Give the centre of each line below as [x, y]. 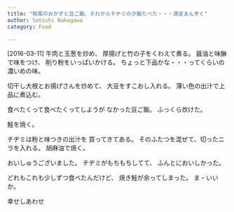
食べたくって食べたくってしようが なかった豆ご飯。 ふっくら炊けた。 [107, 110]
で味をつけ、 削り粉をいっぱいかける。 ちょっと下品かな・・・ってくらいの [116, 62]
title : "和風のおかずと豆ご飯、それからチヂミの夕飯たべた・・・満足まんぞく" [108, 14]
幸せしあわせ [26, 202]
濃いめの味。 [26, 71]
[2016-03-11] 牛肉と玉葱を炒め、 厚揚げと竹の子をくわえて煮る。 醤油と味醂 [117, 54]
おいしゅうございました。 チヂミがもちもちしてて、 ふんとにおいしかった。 [116, 163]
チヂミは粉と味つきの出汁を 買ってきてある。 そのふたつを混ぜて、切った [113, 139]
